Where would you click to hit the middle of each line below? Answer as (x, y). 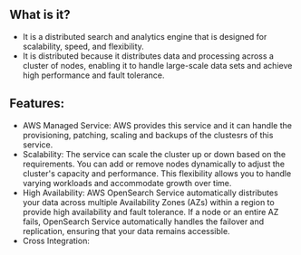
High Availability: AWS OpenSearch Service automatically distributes (150, 193)
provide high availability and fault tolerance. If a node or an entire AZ (150, 212)
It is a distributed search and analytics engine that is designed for (145, 36)
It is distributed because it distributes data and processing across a (148, 56)
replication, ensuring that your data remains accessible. (126, 231)
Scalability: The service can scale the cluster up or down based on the (154, 154)
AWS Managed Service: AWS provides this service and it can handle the (157, 125)
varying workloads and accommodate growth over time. (127, 183)
